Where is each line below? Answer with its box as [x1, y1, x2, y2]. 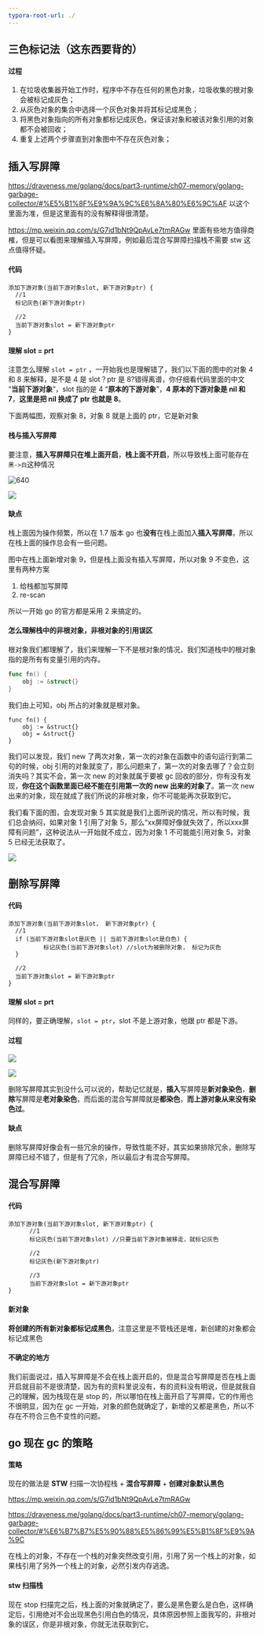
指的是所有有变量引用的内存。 [8, 655, 104, 664]
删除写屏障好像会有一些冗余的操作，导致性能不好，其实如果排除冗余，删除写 [8, 1142, 256, 1152]
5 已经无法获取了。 [8, 837, 70, 847]
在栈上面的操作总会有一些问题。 [8, 537, 112, 547]
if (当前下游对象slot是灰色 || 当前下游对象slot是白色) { [15, 935, 188, 944]
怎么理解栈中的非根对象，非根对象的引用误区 [8, 625, 153, 635]
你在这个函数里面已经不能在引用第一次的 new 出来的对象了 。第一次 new [22, 781, 255, 790]
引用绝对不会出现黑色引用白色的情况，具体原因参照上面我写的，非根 [28, 1609, 249, 1619]
